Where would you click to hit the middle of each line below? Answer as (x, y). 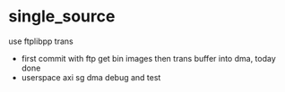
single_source (62, 17)
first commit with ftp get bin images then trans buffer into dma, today (149, 58)
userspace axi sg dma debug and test (91, 77)
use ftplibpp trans (41, 41)
